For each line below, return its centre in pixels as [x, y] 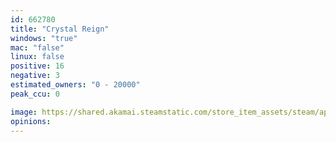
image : [24, 112]
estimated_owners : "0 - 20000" [75, 85]
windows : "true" [44, 38]
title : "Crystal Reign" [60, 29]
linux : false [37, 57]
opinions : [31, 121]
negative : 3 [35, 76]
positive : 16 [37, 66]
